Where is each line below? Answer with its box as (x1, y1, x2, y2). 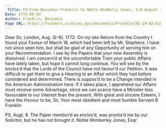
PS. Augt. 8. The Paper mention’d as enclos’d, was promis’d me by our (5, 112, 148, 118)
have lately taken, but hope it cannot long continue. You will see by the (5, 61, 149, 66)
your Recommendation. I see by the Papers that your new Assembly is (5, 50, 148, 56)
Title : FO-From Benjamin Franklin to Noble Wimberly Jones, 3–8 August (7, 7, 158, 12)
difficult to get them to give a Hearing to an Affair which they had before (5, 71, 152, 77)
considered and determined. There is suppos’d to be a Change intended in (5, 76, 157, 82)
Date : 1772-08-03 (5, 12, 41, 17)
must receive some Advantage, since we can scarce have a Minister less (5, 87, 153, 93)
